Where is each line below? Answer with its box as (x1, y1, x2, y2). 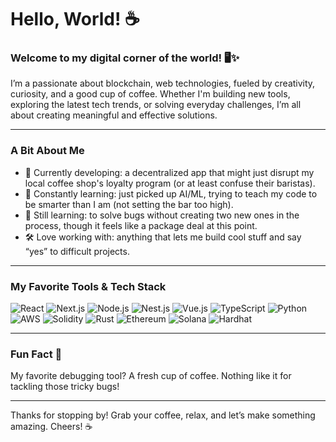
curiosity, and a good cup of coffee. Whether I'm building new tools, (10, 88, 291, 100)
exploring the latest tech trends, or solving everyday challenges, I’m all (10, 99, 302, 111)
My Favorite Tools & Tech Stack (10, 279, 167, 293)
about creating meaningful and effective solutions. (10, 109, 218, 121)
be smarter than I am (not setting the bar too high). (24, 198, 234, 210)
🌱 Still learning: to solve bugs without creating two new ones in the (24, 209, 300, 221)
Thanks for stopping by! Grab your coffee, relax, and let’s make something (10, 409, 316, 421)
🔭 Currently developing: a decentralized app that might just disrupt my (24, 166, 315, 178)
